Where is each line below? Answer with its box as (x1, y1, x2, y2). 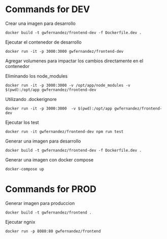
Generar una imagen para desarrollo (5, 138, 81, 144)
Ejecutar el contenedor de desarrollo (5, 39, 82, 45)
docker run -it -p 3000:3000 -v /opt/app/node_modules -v (5, 83, 130, 88)
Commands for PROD (5, 184, 96, 195)
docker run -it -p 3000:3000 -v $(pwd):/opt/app (5, 106, 113, 111)
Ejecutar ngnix (5, 219, 36, 225)
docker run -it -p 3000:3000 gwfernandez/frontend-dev (5, 49, 124, 54)
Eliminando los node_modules (5, 73, 68, 79)
